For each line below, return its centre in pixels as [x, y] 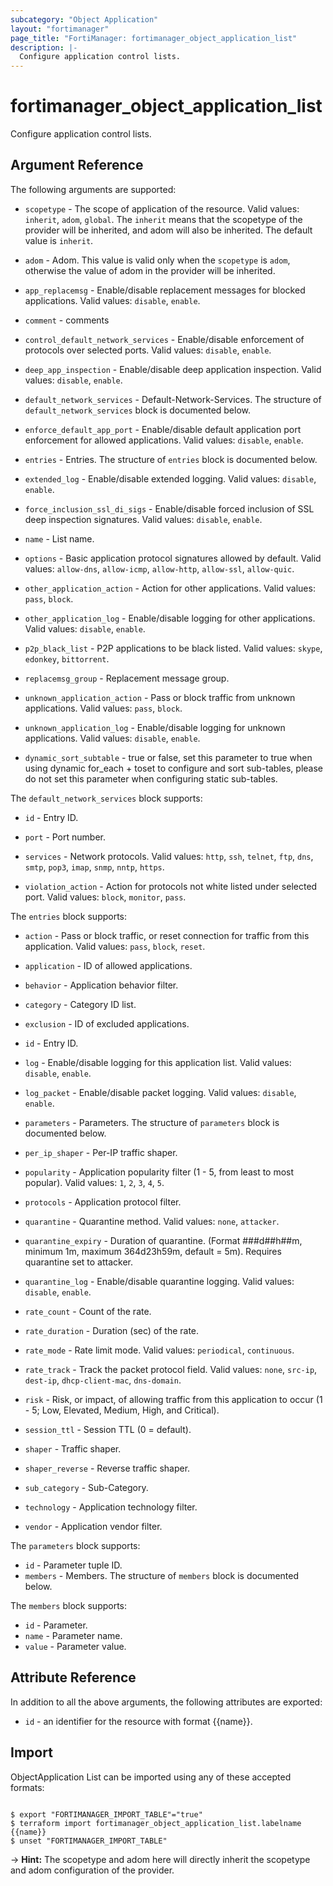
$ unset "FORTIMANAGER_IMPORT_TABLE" [89, 1841]
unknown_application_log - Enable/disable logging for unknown [155, 727]
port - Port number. [65, 837]
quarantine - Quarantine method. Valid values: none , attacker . [152, 1221]
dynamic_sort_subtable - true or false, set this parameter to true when [168, 757]
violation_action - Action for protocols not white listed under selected [171, 886]
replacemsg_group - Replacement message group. [127, 678]
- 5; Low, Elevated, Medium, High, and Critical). [122, 1410]
